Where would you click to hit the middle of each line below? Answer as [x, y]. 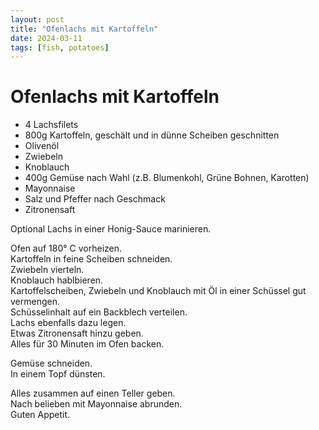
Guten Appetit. [40, 415]
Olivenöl [42, 146]
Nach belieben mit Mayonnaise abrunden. [96, 404]
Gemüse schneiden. [51, 363]
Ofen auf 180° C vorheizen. [66, 248]
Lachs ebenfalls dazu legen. [68, 323]
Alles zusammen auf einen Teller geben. [93, 393]
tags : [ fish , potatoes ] [60, 47]
